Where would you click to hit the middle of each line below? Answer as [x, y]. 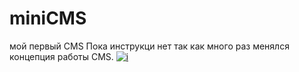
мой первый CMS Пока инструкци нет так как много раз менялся [149, 46]
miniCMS [48, 18]
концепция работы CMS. [61, 56]
